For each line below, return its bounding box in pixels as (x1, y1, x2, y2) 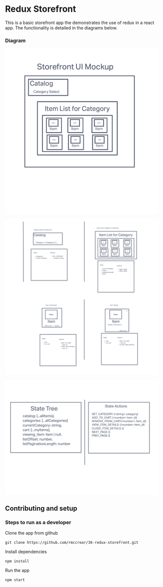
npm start (5, 578, 25, 583)
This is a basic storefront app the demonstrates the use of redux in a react (5, 20, 155, 26)
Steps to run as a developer (5, 519, 72, 526)
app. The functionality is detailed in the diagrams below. (5, 25, 118, 30)
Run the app (5, 567, 30, 573)
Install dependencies (5, 549, 47, 555)
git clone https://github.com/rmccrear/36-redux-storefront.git (5, 540, 139, 545)
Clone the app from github (5, 530, 58, 536)
